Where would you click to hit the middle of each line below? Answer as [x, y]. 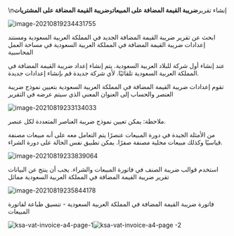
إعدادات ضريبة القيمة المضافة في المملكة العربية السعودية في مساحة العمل [107, 44]
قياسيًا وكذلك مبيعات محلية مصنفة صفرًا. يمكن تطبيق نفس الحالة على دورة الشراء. [116, 142]
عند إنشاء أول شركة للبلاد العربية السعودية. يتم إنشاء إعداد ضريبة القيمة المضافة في [116, 65]
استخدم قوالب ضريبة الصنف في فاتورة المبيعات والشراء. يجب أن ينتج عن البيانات [113, 169]
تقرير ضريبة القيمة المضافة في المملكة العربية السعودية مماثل [89, 177]
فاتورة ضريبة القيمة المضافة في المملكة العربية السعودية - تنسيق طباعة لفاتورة [111, 204]
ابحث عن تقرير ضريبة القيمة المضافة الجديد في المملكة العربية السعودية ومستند [112, 37]
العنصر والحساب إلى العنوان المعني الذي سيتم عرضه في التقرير [91, 94]
